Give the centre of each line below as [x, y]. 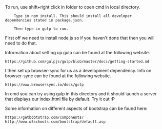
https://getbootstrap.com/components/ [44, 117]
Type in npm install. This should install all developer [73, 16]
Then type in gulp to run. [41, 29]
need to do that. [21, 43]
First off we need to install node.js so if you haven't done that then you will [80, 38]
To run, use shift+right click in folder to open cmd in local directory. [73, 7]
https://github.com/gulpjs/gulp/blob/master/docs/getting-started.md [77, 62]
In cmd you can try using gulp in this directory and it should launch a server [81, 94]
